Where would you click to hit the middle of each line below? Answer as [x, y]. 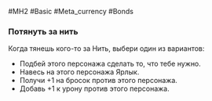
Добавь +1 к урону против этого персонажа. [95, 88]
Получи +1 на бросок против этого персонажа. [99, 81]
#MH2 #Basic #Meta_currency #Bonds [71, 11]
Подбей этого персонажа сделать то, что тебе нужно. [110, 64]
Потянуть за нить [43, 31]
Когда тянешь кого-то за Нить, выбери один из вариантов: [106, 49]
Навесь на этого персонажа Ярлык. [79, 72]
